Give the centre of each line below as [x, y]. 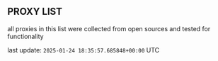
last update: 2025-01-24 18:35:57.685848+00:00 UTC [84, 50]
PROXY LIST [35, 12]
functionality [25, 36]
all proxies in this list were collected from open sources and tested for [109, 28]
